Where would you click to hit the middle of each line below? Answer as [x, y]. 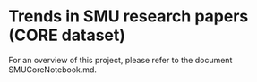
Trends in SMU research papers [128, 16]
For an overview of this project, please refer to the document [120, 60]
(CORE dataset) [67, 35]
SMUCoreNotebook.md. [53, 70]
